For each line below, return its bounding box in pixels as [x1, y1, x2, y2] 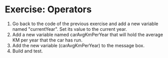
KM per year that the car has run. [12, 37, 83, 43]
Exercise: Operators [5, 4, 92, 15]
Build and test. [12, 48, 43, 54]
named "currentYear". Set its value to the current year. [12, 26, 127, 32]
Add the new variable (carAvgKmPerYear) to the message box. [12, 42, 145, 48]
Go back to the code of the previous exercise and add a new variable [12, 21, 159, 27]
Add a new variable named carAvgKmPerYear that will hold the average [12, 31, 163, 37]
